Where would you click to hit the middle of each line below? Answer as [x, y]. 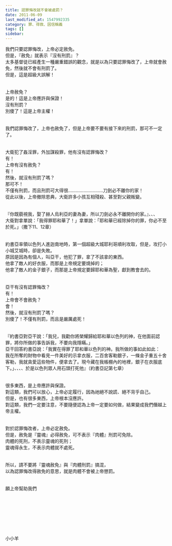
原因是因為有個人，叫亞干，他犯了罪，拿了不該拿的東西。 [66, 257]
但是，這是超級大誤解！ [30, 74]
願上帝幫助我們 [21, 488]
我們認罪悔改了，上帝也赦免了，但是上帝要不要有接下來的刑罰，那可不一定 [84, 128]
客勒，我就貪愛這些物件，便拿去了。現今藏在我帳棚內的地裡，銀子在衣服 [81, 362]
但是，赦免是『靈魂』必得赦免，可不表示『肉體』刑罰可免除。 [70, 435]
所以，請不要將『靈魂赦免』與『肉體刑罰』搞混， [57, 465]
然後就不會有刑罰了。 [37, 68]
